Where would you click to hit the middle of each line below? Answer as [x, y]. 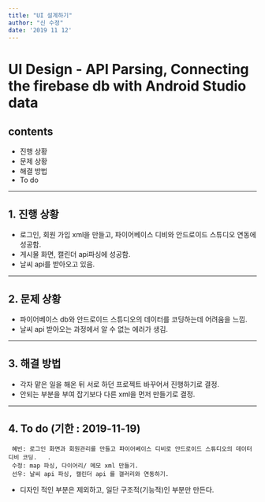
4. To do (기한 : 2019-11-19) [75, 429]
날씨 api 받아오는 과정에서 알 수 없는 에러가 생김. [93, 329]
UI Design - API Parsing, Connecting [129, 69]
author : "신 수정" [36, 23]
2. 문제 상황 [35, 299]
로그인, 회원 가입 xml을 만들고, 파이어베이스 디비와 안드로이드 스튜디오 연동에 [138, 235]
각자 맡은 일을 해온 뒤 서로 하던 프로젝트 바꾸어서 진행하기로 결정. [119, 384]
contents [31, 131]
